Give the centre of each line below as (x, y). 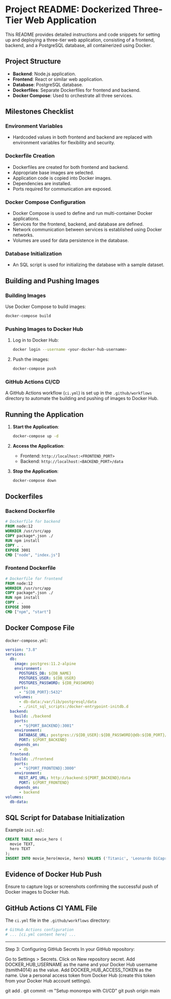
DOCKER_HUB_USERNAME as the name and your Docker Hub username (81, 965)
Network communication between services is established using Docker (87, 230)
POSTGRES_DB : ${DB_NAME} (45, 673)
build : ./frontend (34, 759)
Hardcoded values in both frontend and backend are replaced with (82, 137)
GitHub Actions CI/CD (33, 382)
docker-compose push (34, 369)
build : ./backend (33, 716)
